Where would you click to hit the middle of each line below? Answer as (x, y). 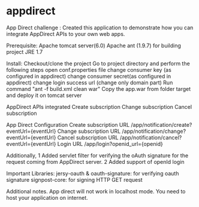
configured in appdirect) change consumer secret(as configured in (89, 76)
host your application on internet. (47, 197)
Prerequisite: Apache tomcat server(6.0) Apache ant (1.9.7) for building (94, 45)
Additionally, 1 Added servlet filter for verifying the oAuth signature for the (97, 155)
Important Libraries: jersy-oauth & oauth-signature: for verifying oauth (93, 173)
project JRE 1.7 (25, 51)
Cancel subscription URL (88, 137)
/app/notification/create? (162, 124)
